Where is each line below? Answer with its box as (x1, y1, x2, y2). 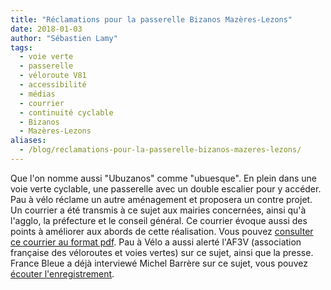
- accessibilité (19, 80, 87, 90)
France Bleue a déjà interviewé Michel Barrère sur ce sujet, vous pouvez (10, 257, 308, 269)
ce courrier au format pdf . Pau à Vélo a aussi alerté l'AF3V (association (10, 236, 302, 248)
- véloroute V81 (19, 71, 87, 81)
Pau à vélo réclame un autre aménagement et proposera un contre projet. (10, 193, 313, 205)
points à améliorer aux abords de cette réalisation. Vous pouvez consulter (10, 225, 314, 237)
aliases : (10, 136, 47, 146)
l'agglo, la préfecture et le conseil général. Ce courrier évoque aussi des (10, 214, 308, 226)
